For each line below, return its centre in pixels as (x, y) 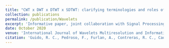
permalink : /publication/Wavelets (41, 19)
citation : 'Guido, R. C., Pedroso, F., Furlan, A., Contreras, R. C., (81, 38)
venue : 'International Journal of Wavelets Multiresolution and (74, 33)
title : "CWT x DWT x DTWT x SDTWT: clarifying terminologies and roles (82, 10)
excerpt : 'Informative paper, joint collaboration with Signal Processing (85, 24)
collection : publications (32, 14)
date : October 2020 (26, 28)
